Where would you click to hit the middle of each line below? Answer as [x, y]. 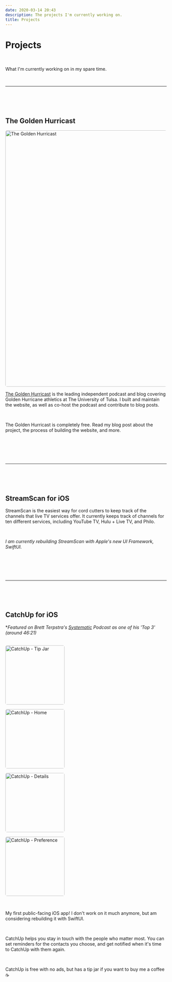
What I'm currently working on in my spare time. [56, 69]
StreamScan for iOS [38, 498]
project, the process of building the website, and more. [63, 430]
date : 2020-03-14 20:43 [31, 10]
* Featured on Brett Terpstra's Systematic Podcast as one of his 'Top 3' [80, 627]
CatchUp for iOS [32, 615]
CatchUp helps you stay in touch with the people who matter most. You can [85, 938]
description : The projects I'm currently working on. [64, 15]
